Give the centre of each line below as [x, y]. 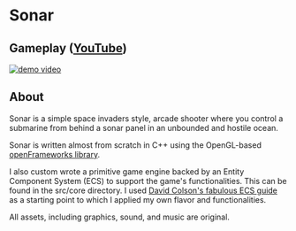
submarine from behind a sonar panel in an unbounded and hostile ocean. [144, 127]
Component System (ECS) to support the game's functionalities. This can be [148, 181]
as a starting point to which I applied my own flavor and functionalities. [138, 199]
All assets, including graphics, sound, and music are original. [119, 217]
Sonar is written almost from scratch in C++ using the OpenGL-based [136, 145]
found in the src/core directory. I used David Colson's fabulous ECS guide [144, 190]
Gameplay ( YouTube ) [68, 48]
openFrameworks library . [54, 154]
